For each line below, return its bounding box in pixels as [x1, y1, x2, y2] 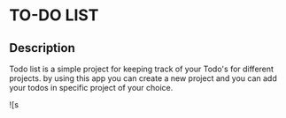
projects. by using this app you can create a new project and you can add [9, 73, 277, 84]
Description [9, 41, 75, 55]
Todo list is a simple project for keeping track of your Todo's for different [9, 63, 274, 74]
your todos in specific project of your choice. [9, 83, 174, 92]
